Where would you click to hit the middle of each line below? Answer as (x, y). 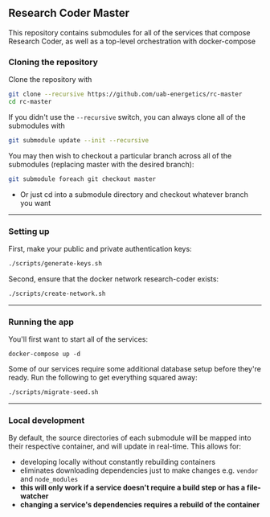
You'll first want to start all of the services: (78, 339)
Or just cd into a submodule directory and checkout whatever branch (134, 194)
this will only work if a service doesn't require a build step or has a (133, 488)
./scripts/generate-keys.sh (55, 263)
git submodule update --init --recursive (79, 140)
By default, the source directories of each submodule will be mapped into (130, 438)
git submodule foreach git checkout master (82, 179)
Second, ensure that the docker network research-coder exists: (114, 279)
